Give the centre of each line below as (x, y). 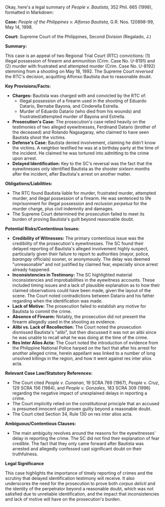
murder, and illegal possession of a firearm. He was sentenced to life (82, 198)
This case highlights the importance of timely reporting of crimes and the (79, 473)
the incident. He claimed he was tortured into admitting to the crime (81, 153)
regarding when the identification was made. (57, 301)
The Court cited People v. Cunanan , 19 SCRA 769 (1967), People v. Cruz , (86, 383)
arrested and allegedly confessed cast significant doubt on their (77, 449)
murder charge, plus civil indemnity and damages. (63, 209)
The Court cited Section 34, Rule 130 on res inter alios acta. (72, 414)
